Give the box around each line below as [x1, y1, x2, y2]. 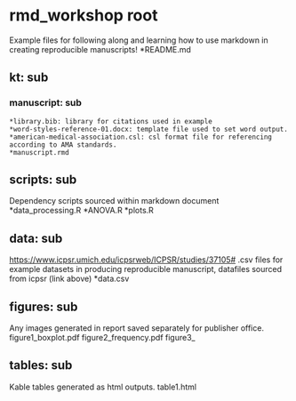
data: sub [9, 230, 63, 245]
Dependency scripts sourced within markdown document [9, 196, 220, 206]
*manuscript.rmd [9, 148, 69, 156]
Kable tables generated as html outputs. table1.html [9, 381, 197, 392]
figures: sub [9, 299, 78, 314]
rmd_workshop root [9, 5, 158, 26]
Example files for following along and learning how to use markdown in [9, 35, 268, 45]
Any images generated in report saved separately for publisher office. [9, 323, 265, 333]
